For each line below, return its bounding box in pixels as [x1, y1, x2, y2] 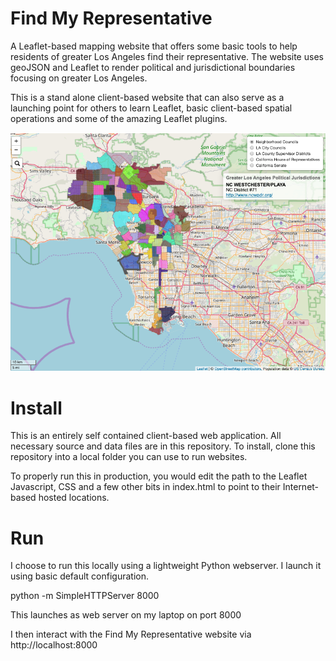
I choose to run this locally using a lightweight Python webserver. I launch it [10, 560, 322, 572]
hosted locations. [38, 492, 110, 504]
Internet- [282, 481, 320, 493]
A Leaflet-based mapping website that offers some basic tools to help [10, 40, 298, 52]
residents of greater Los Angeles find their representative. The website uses [10, 50, 324, 62]
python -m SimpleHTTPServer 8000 [10, 590, 160, 602]
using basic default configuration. [10, 570, 149, 582]
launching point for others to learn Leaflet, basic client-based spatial [10, 102, 293, 114]
